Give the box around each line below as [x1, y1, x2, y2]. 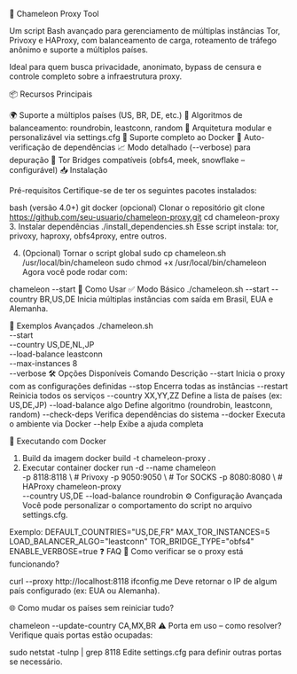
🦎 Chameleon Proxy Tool [9, 9, 99, 19]
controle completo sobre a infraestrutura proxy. [9, 71, 183, 82]
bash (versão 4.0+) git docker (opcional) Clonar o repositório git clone [9, 202, 266, 213]
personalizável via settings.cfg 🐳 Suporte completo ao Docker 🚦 [9, 132, 242, 142]
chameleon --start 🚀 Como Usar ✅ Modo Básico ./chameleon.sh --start [9, 284, 270, 294]
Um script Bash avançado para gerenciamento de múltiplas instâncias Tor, [9, 26, 281, 35]
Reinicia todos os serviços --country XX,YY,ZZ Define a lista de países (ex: [9, 390, 283, 401]
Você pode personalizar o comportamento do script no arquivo [21, 500, 253, 510]
